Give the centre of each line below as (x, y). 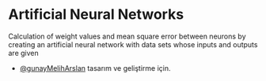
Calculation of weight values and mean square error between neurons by (127, 36)
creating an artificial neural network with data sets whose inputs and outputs (133, 44)
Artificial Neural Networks (96, 15)
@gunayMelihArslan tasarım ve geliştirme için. (95, 68)
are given (24, 53)
